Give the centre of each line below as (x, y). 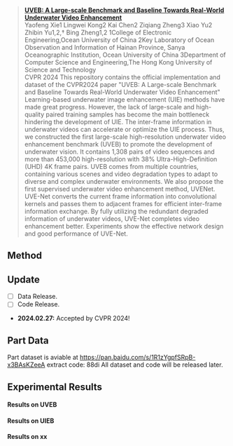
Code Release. (38, 304)
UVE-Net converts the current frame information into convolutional (120, 196)
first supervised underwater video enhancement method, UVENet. (120, 189)
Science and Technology (60, 70)
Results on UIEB (31, 421)
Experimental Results (55, 387)
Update (24, 279)
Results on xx (27, 437)
